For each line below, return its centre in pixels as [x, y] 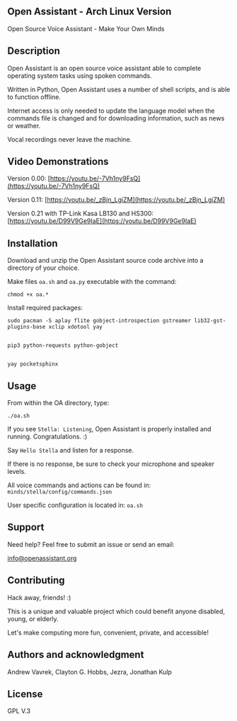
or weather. [24, 125]
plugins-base [27, 327]
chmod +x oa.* [28, 295]
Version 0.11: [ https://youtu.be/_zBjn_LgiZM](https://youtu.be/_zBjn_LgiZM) [116, 200]
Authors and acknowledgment [76, 655]
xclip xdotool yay [75, 327]
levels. [17, 472]
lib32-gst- [210, 321]
